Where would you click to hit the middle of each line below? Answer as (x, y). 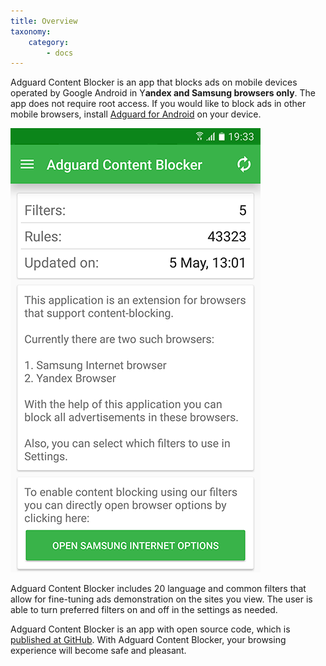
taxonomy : (31, 31)
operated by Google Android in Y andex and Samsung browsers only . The (163, 93)
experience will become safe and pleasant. (98, 651)
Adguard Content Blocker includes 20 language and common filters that (158, 589)
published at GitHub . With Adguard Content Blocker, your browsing (148, 640)
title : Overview (44, 21)
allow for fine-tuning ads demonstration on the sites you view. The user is (161, 599)
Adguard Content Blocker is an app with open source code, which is (150, 629)
